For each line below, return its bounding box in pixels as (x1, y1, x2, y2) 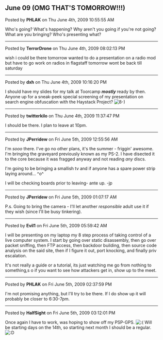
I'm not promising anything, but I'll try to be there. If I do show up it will (5, 290, 147, 296)
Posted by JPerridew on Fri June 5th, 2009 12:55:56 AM (5, 136, 118, 142)
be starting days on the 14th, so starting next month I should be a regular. (5, 324, 151, 330)
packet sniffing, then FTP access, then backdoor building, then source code (5, 242, 157, 248)
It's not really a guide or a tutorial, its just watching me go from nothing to (5, 262, 152, 268)
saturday (5, 65, 23, 71)
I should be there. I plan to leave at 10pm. (5, 122, 87, 128)
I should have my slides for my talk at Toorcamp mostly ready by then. (5, 89, 147, 94)
